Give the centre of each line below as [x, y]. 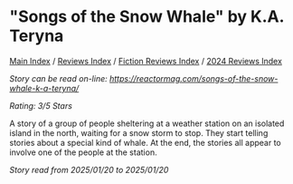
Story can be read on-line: [59, 78]
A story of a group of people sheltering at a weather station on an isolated [147, 123]
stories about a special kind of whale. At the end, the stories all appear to [146, 142]
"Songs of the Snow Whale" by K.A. [147, 17]
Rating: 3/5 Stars [41, 105]
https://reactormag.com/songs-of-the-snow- [194, 78]
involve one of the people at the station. [83, 152]
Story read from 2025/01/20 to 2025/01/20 [89, 169]
